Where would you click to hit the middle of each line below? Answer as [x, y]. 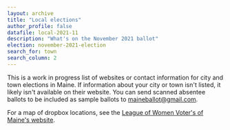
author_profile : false [40, 26]
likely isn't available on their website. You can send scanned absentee [106, 92]
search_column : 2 [32, 58]
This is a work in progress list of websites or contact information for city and [115, 77]
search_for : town [32, 52]
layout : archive [30, 13]
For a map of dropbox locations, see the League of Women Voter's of [105, 112]
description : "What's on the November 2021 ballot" [83, 39]
